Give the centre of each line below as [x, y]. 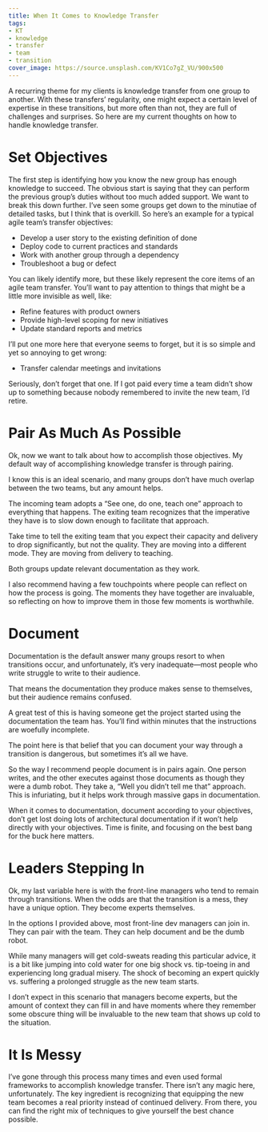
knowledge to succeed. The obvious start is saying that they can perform [129, 188]
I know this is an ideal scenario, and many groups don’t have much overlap [131, 479]
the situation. [30, 1022]
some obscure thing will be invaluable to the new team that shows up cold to [134, 1014]
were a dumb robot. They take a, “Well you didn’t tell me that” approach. [127, 786]
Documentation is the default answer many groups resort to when [117, 655]
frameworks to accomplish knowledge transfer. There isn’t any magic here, [132, 1085]
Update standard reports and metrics [81, 328]
